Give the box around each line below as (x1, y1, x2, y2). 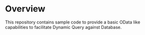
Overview (5, 3, 46, 14)
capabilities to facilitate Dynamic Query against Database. (5, 24, 122, 30)
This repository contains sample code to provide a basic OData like (5, 19, 141, 25)
